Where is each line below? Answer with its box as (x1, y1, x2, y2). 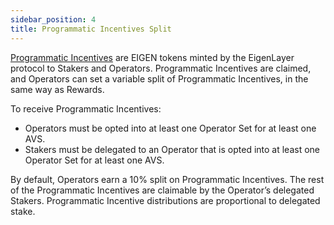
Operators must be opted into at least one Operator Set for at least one (24, 122, 317, 134)
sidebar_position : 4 (10, 14, 97, 25)
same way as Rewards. (10, 83, 105, 95)
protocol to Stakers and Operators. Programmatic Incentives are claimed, (10, 62, 312, 74)
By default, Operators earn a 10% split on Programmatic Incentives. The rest (10, 173, 325, 185)
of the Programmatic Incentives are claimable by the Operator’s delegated (10, 184, 315, 196)
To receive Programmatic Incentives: (10, 102, 162, 115)
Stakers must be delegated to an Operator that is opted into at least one (24, 143, 320, 155)
